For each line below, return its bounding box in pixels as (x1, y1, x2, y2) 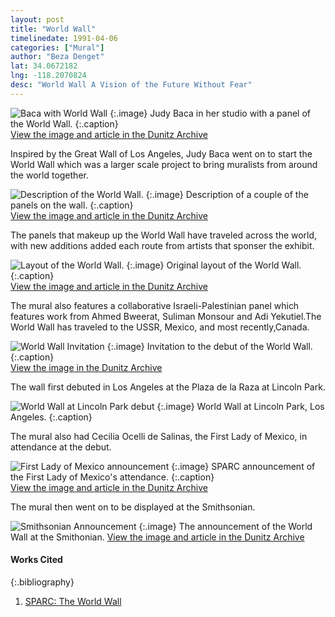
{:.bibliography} (10, 576, 75, 588)
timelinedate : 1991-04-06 (10, 33, 118, 43)
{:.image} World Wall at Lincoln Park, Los (156, 400, 325, 412)
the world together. (10, 169, 89, 181)
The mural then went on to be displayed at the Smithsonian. (10, 501, 256, 513)
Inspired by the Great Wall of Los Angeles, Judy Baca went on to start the (10, 147, 313, 160)
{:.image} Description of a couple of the (145, 188, 309, 200)
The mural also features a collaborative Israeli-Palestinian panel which (10, 299, 300, 311)
